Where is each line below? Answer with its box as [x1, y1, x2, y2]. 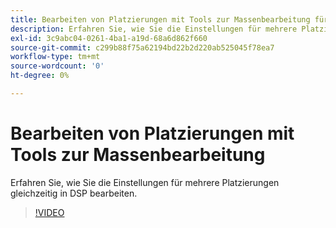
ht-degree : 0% [10, 71, 70, 81]
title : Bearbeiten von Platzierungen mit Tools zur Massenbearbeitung [10, 14, 311, 25]
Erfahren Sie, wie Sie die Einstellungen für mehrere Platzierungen [10, 176, 280, 188]
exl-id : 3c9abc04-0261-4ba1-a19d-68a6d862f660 [10, 33, 208, 43]
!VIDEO [34, 206, 65, 218]
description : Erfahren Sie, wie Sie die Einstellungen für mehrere [10, 24, 298, 34]
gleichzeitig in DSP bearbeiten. [10, 187, 138, 199]
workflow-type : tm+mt [10, 52, 101, 62]
